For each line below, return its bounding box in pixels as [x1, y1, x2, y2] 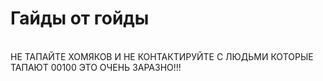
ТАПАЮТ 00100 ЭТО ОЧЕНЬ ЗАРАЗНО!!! [10, 61, 182, 73]
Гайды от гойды [10, 7, 150, 30]
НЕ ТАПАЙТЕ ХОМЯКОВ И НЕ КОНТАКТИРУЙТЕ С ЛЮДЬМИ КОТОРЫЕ [10, 50, 314, 62]
